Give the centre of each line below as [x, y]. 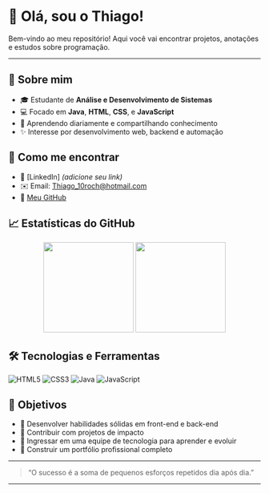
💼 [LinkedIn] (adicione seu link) [71, 176]
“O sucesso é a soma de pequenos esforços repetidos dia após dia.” [141, 473]
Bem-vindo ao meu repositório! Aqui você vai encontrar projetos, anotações [133, 38]
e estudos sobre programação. [59, 46]
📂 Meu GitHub [43, 197]
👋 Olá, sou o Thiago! [76, 16]
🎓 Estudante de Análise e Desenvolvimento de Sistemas [116, 99]
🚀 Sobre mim [41, 80]
